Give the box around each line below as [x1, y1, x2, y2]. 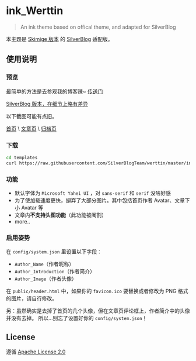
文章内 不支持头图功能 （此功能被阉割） [14, 211, 107, 218]
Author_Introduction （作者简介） [14, 268, 95, 275]
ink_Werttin [6, 4, 64, 18]
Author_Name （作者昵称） [14, 260, 75, 267]
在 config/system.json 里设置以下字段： [6, 248, 102, 255]
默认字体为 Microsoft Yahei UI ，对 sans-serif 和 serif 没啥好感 [14, 189, 171, 197]
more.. [14, 218, 30, 225]
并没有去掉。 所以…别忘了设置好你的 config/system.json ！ [6, 315, 148, 322]
